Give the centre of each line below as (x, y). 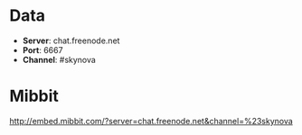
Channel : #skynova (59, 59)
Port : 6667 (42, 49)
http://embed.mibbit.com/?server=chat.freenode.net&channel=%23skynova (151, 121)
